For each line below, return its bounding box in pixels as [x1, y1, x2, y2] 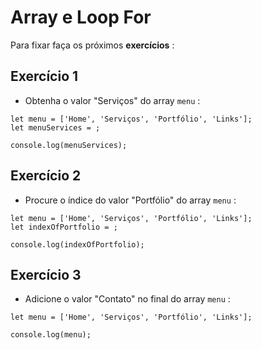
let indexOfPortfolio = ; [10, 222, 118, 232]
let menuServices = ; [10, 122, 101, 133]
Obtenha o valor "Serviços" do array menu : [24, 94, 201, 106]
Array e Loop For [10, 6, 152, 29]
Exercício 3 [10, 266, 82, 283]
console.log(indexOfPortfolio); [10, 239, 145, 250]
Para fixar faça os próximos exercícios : [10, 39, 175, 51]
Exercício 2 [10, 167, 82, 185]
